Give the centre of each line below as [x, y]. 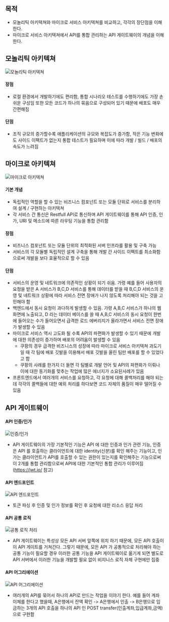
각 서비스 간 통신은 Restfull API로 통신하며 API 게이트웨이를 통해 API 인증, [85, 214]
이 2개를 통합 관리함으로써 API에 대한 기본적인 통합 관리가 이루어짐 [78, 464]
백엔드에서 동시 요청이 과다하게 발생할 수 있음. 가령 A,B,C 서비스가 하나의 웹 [87, 308]
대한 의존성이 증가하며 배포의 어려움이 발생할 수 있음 [69, 340]
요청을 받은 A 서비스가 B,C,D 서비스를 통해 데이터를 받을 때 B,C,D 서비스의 [86, 289]
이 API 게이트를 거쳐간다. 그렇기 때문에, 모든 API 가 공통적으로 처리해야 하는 [87, 547]
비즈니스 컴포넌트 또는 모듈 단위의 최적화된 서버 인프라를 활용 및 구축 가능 [84, 246]
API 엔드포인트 [20, 482]
